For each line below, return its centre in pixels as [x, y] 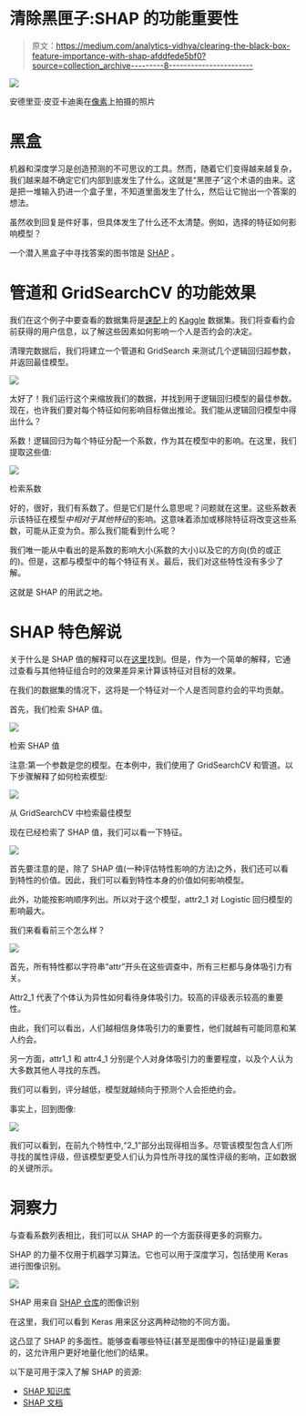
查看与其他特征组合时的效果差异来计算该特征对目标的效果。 [129, 670]
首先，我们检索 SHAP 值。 [58, 709]
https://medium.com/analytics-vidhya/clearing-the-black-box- [173, 46]
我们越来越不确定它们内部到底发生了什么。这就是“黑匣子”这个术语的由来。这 [153, 179]
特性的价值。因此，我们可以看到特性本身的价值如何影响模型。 [133, 880]
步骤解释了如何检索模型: [62, 776]
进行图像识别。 [37, 1266]
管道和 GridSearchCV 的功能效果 [133, 293]
